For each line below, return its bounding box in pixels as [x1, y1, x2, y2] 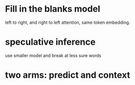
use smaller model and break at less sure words [5, 52, 102, 58]
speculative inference [5, 36, 96, 48]
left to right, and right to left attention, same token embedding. [5, 19, 131, 25]
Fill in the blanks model [5, 3, 100, 15]
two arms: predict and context [5, 69, 131, 81]
